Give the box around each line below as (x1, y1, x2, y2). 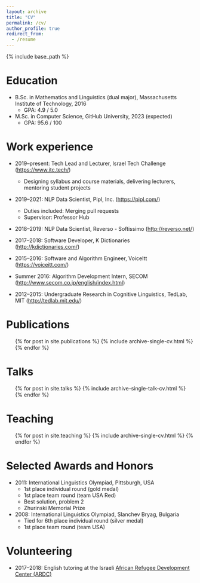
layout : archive (6, 8, 47, 15)
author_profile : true (6, 25, 60, 32)
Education (6, 74, 58, 87)
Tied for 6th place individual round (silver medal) (23, 517, 144, 524)
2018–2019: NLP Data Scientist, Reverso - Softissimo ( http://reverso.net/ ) (14, 225, 195, 232)
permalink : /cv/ (6, 20, 47, 26)
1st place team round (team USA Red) (23, 492, 116, 499)
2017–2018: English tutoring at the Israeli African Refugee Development (14, 564, 190, 571)
